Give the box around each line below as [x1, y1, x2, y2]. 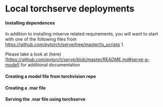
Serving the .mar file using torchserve [5, 96, 86, 102]
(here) [48, 51, 61, 57]
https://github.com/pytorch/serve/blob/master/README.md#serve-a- [6, 56, 150, 62]
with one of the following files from [5, 36, 77, 42]
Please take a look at [5, 51, 48, 57]
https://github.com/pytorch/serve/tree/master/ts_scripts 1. [5, 41, 125, 47]
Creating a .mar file [5, 84, 46, 90]
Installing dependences [5, 19, 55, 25]
